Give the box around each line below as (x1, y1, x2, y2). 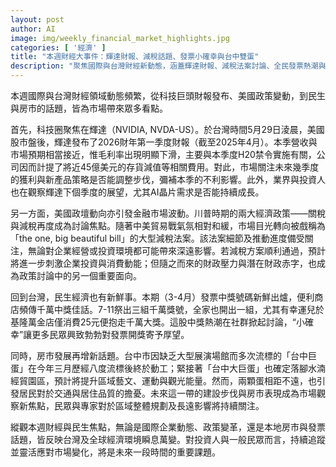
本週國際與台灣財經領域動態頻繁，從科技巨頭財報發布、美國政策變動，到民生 (10, 90, 326, 101)
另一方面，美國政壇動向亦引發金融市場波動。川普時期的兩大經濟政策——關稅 (10, 207, 326, 219)
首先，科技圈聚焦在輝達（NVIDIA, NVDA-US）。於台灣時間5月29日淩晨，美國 (10, 124, 325, 135)
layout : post (10, 14, 65, 25)
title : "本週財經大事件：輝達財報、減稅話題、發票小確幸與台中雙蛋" (10, 52, 260, 62)
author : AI (10, 24, 56, 34)
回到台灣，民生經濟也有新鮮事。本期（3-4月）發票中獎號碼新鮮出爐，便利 (10, 291, 315, 303)
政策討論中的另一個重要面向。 (18, 270, 142, 281)
